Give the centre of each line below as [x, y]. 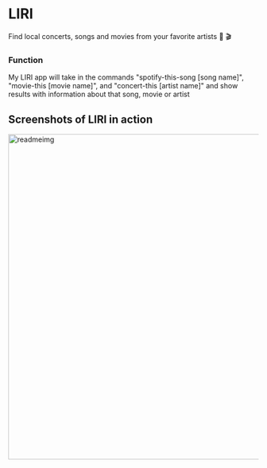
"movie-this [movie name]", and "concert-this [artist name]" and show [123, 86]
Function [26, 60]
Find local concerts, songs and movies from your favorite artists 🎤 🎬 [120, 36]
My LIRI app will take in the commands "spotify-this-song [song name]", [126, 77]
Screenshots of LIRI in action [81, 119]
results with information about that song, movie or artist [99, 94]
